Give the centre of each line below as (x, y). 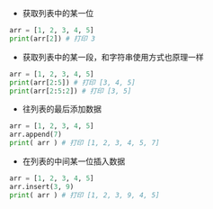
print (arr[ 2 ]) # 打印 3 (53, 39)
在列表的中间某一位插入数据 (74, 161)
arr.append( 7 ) (36, 135)
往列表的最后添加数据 (62, 109)
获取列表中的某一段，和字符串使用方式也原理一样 (113, 57)
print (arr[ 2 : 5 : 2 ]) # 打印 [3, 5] (71, 91)
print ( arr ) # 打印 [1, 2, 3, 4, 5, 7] (84, 143)
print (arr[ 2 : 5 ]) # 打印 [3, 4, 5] (73, 82)
